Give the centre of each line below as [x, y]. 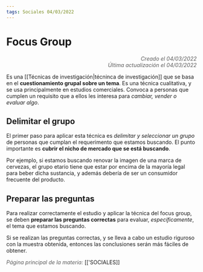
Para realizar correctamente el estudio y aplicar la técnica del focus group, [99, 213]
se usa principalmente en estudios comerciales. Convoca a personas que [98, 89]
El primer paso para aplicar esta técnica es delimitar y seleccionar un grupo [101, 136]
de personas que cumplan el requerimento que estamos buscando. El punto [101, 142]
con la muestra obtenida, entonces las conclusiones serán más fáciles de [98, 244]
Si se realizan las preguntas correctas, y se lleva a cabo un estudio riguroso [101, 238]
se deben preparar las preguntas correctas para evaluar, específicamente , [100, 220]
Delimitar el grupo [41, 121]
